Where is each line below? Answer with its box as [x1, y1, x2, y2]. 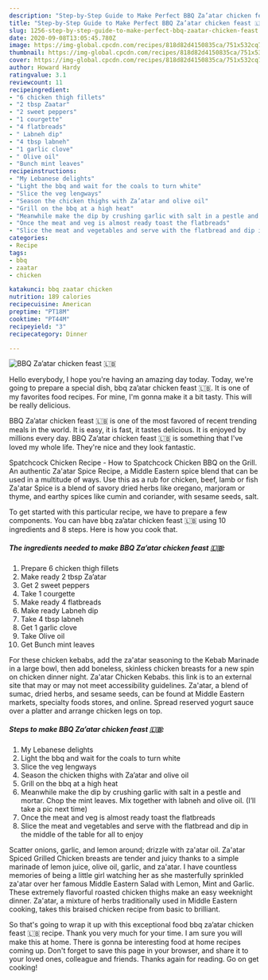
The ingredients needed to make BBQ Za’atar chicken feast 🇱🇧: [9, 543, 226, 553]
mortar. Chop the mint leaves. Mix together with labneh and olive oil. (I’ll [20, 796, 256, 805]
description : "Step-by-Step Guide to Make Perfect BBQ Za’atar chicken [9, 11, 251, 20]
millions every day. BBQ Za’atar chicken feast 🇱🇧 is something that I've [9, 434, 243, 443]
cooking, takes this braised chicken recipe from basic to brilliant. [9, 904, 221, 914]
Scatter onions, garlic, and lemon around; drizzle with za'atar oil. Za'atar [9, 845, 246, 855]
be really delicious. [9, 400, 71, 411]
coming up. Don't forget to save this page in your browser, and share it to [9, 946, 249, 955]
